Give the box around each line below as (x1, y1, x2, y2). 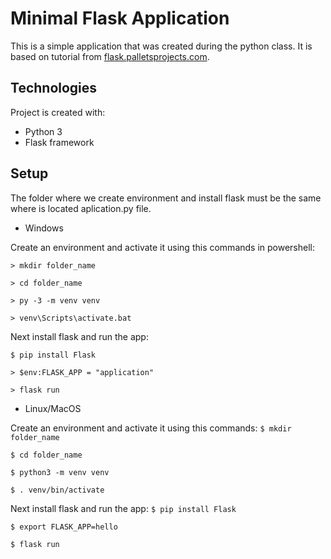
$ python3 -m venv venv (10, 467, 110, 477)
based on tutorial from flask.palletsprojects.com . (10, 50, 210, 62)
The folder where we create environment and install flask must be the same (10, 192, 322, 204)
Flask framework (24, 136, 95, 148)
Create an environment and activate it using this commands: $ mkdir (10, 422, 292, 434)
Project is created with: (10, 106, 106, 118)
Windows (24, 222, 64, 234)
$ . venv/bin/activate (10, 485, 105, 495)
